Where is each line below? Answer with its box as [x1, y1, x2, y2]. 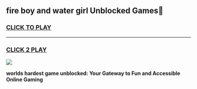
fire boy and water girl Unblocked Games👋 [6, 6, 164, 16]
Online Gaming [6, 76, 43, 83]
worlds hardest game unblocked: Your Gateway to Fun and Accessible [6, 70, 181, 77]
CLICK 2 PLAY [6, 45, 47, 53]
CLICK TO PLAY [6, 23, 52, 32]
